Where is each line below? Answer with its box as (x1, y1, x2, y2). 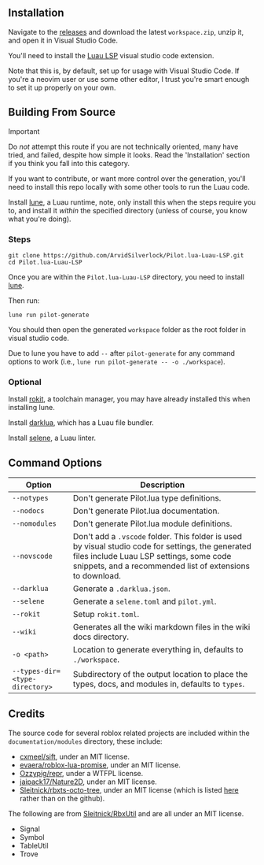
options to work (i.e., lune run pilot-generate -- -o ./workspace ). (8, 357, 225, 366)
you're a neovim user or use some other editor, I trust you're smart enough (8, 74, 250, 83)
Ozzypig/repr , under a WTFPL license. (19, 768, 144, 778)
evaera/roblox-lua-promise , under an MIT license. (19, 760, 181, 770)
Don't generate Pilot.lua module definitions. (73, 519, 233, 530)
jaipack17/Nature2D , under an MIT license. (19, 777, 157, 786)
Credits (8, 708, 46, 721)
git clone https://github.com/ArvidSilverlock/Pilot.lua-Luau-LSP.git (8, 251, 244, 259)
